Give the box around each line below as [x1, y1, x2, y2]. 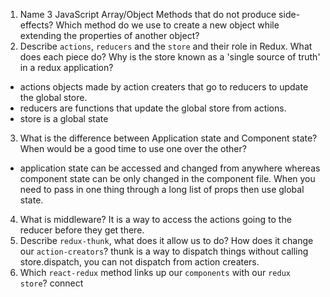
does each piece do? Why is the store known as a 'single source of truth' [19, 51, 321, 63]
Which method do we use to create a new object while [55, 19, 280, 31]
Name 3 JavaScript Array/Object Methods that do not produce [19, 9, 277, 20]
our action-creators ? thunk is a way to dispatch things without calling [19, 245, 309, 257]
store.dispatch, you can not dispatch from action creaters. [19, 256, 260, 268]
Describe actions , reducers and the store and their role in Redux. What [19, 40, 313, 52]
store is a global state [19, 113, 109, 124]
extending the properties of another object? [19, 30, 200, 41]
